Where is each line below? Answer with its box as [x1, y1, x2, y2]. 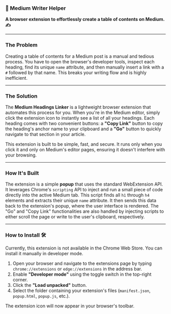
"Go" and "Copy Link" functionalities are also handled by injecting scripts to [5, 208, 164, 214]
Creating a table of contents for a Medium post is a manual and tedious [5, 53, 154, 59]
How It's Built [5, 169, 39, 176]
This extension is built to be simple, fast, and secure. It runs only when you [5, 141, 162, 147]
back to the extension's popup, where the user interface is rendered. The [5, 203, 159, 209]
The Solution [5, 92, 38, 99]
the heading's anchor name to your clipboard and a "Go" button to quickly [5, 125, 161, 132]
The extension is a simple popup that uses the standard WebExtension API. [5, 181, 163, 187]
